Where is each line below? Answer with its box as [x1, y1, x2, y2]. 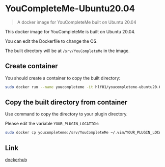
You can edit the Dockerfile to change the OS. [5, 38, 98, 44]
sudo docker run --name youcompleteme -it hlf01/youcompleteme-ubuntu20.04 [5, 84, 164, 89]
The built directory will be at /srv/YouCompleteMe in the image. [5, 48, 130, 54]
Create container [5, 62, 58, 70]
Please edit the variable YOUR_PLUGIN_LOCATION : [5, 121, 99, 127]
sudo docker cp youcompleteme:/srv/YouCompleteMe [5, 130, 109, 135]
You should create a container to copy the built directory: [5, 75, 120, 81]
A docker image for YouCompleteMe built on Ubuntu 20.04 [17, 19, 137, 25]
